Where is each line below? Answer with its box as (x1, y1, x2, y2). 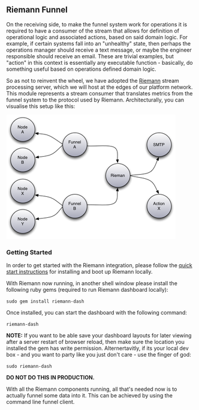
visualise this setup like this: (6, 102, 76, 110)
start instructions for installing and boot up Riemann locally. (6, 268, 153, 276)
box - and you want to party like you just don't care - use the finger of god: (6, 351, 192, 358)
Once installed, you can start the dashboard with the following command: (6, 309, 188, 316)
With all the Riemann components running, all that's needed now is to (6, 385, 177, 393)
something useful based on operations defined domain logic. (6, 65, 157, 73)
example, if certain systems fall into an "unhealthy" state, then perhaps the (6, 40, 191, 47)
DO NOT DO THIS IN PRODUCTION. (6, 374, 95, 381)
